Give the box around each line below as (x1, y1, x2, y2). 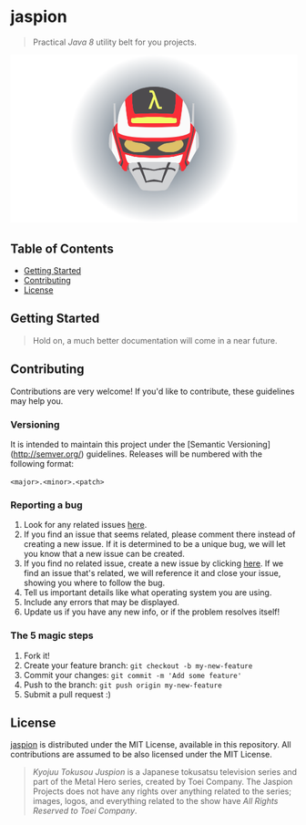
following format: (10, 459, 75, 469)
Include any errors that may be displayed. (23, 597, 180, 608)
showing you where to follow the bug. (23, 577, 166, 589)
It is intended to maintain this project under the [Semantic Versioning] (10, 439, 271, 450)
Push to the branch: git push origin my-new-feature (23, 679, 222, 690)
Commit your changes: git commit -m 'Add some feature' (23, 669, 242, 680)
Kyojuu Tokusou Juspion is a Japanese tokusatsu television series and (32, 767, 298, 778)
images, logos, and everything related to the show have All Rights (32, 796, 279, 807)
